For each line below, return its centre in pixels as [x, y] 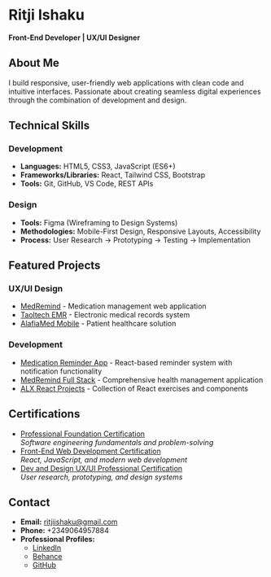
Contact [29, 502]
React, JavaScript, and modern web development [104, 459]
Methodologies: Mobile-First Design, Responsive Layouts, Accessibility [140, 231]
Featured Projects [55, 266]
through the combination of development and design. [98, 100]
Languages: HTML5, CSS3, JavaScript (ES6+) [98, 166]
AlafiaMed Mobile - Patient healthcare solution [98, 324]
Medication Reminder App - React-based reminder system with [126, 362]
